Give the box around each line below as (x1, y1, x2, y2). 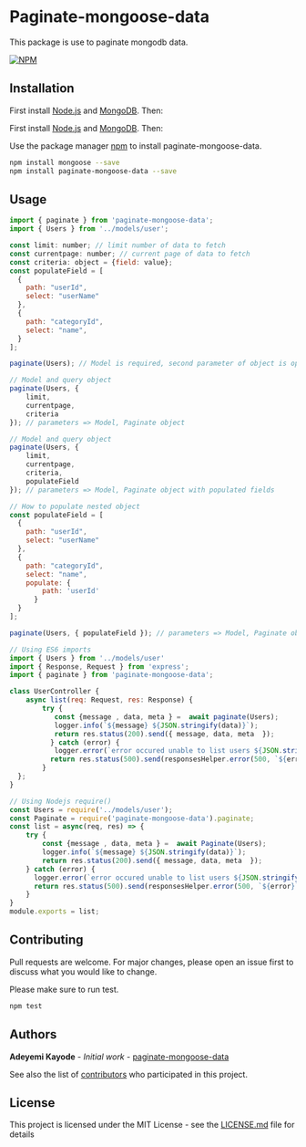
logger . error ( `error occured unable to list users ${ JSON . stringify (33, 873, 300, 882)
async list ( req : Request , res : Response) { (25, 695, 194, 704)
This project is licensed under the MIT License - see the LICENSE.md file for (9, 1120, 295, 1131)
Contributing (9, 933, 84, 948)
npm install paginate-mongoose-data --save (9, 166, 178, 175)
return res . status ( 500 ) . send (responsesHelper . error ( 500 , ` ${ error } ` (33, 881, 300, 891)
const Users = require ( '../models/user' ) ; (9, 805, 173, 814)
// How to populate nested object (9, 502, 141, 511)
